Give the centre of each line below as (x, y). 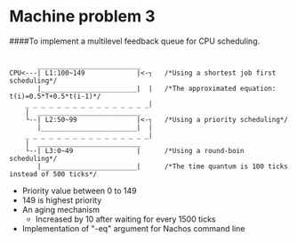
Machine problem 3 (82, 16)
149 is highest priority (62, 200)
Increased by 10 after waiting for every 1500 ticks (125, 219)
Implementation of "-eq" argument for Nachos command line (133, 228)
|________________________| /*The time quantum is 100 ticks (163, 166)
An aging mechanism (61, 209)
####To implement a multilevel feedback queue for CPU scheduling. (135, 41)
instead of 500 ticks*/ (53, 174)
